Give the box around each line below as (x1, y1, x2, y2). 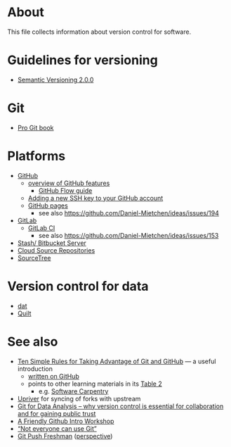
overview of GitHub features (27, 179, 110, 187)
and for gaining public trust (17, 409, 96, 417)
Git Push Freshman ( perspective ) (17, 432, 113, 440)
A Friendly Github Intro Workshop (17, 417, 114, 425)
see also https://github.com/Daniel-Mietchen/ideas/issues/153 (38, 231, 219, 239)
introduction (17, 364, 53, 373)
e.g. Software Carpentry (38, 386, 109, 395)
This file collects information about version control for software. (7, 27, 192, 36)
